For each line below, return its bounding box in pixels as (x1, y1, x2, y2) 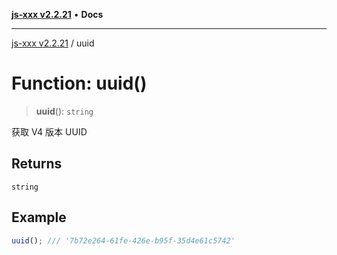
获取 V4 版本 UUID (11, 125, 88, 138)
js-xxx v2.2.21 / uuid (11, 37, 95, 49)
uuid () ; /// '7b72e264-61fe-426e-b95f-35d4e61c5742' (11, 235, 236, 246)
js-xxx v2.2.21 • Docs (11, 9, 104, 20)
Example (11, 209, 67, 226)
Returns (11, 155, 63, 173)
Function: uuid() (11, 72, 148, 95)
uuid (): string (35, 105, 94, 117)
